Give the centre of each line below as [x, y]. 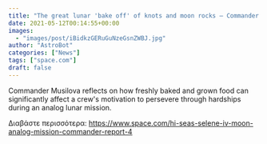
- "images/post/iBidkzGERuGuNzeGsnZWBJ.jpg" [91, 38]
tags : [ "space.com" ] [43, 61]
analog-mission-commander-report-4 [71, 131]
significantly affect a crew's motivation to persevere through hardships [125, 99]
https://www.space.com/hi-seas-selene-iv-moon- [171, 123]
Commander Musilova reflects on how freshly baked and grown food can [129, 90]
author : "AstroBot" [41, 46]
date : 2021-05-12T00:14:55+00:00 [64, 23]
